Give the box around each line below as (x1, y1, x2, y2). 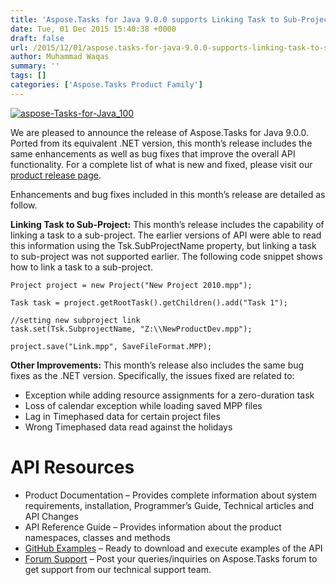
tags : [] (10, 71, 47, 81)
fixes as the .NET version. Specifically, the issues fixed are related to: (10, 369, 295, 381)
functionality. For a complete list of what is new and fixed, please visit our (10, 158, 313, 170)
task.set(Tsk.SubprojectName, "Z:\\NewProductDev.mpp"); (10, 324, 253, 334)
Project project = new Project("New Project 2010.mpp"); (10, 280, 253, 290)
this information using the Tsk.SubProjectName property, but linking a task (10, 239, 317, 251)
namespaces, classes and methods (24, 531, 171, 543)
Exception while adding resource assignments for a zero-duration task (24, 389, 315, 401)
